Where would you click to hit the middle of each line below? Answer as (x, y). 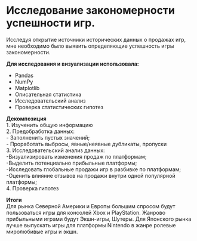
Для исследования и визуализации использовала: (73, 64)
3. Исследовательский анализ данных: (56, 150)
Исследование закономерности (90, 10)
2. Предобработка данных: (41, 131)
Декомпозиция (26, 118)
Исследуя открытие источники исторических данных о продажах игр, (96, 39)
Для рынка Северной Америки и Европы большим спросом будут (91, 206)
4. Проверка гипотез (33, 188)
